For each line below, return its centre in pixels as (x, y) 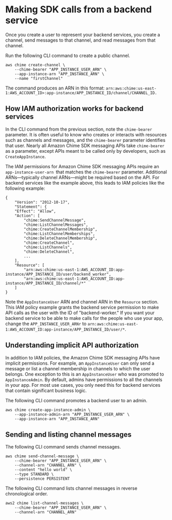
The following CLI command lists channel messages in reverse (71, 488)
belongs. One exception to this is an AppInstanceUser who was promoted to (85, 374)
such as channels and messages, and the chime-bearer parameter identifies (85, 140)
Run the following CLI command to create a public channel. (68, 56)
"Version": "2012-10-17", (42, 202)
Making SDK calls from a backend (79, 10)
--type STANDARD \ (34, 474)
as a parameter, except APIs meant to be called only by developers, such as (85, 151)
